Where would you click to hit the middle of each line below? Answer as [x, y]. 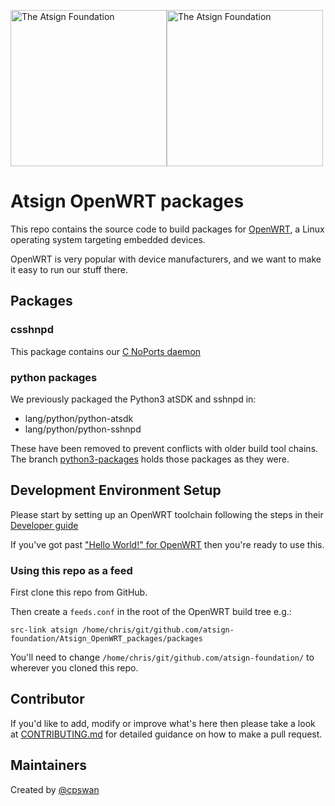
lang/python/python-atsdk [79, 418]
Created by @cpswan [55, 789]
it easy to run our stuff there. [69, 269]
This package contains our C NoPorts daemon [106, 351]
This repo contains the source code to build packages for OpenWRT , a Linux [167, 229]
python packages [54, 377]
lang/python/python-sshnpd [83, 429]
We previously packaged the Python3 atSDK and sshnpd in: [133, 399]
